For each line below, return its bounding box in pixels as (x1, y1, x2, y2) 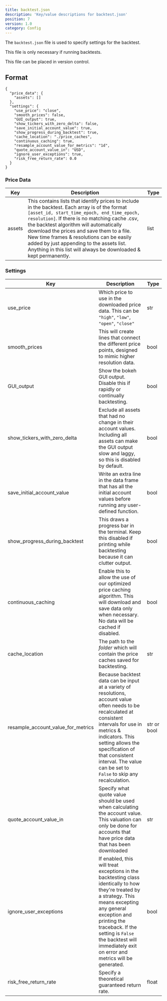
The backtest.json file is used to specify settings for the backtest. (5, 39, 141, 45)
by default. (98, 462, 124, 469)
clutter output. (98, 559, 132, 566)
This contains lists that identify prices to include (27, 198, 139, 205)
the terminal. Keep (98, 528, 142, 535)
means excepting (98, 898, 139, 905)
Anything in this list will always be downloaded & (27, 246, 141, 253)
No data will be (98, 617, 134, 624)
